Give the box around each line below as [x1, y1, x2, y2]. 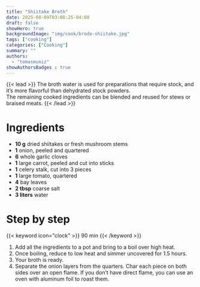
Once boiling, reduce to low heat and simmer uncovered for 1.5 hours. [14, 250, 187, 257]
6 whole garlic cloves [14, 153, 68, 160]
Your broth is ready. [14, 257, 64, 264]
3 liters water [14, 191, 49, 199]
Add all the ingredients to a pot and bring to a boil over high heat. [14, 243, 175, 251]
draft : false [6, 20, 39, 26]
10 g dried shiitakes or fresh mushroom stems [14, 141, 128, 148]
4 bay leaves [14, 179, 47, 186]
